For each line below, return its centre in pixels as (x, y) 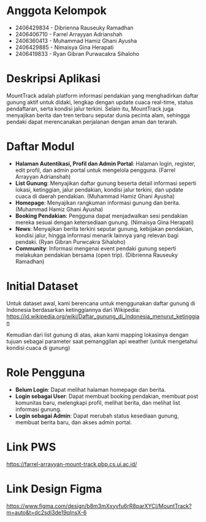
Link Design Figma (54, 489)
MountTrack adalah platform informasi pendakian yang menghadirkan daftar (103, 95)
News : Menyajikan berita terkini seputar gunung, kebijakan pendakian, (104, 228)
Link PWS (31, 447)
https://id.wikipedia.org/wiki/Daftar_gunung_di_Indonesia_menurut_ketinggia (103, 316)
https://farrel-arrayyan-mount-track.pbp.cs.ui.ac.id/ (72, 464)
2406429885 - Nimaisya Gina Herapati (64, 47)
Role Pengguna (46, 372)
